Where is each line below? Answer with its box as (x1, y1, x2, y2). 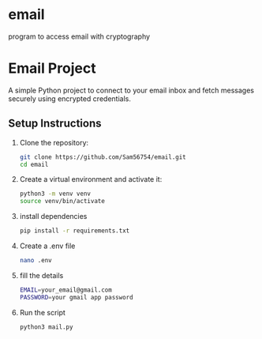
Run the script (19, 307, 65, 317)
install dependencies (19, 212, 88, 221)
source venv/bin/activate (19, 198, 105, 205)
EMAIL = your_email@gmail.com (19, 286, 112, 294)
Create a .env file (19, 241, 76, 250)
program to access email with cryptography (8, 32, 151, 41)
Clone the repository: (19, 137, 89, 147)
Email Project (8, 59, 96, 77)
